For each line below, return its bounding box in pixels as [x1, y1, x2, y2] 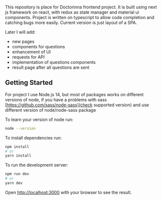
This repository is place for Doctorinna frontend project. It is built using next [5, 4, 157, 10]
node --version [5, 126, 36, 131]
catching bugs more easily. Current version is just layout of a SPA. [5, 20, 137, 25]
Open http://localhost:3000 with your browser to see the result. [5, 189, 132, 195]
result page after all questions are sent [12, 64, 90, 70]
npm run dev [5, 172, 29, 177]
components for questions [12, 44, 65, 49]
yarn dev [5, 180, 23, 186]
